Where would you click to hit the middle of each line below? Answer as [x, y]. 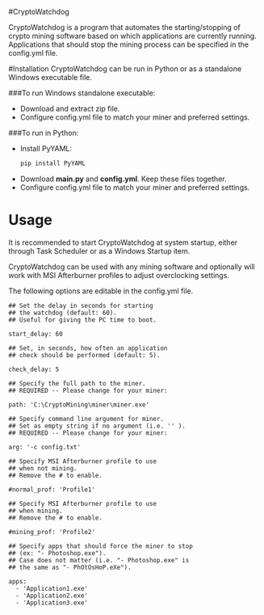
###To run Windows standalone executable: [82, 93]
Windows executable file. [50, 77]
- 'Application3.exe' [52, 602]
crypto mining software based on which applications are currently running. [132, 36]
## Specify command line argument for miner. [86, 419]
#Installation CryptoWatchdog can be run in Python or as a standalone [125, 69]
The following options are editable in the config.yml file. [101, 291]
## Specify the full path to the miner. [78, 383]
